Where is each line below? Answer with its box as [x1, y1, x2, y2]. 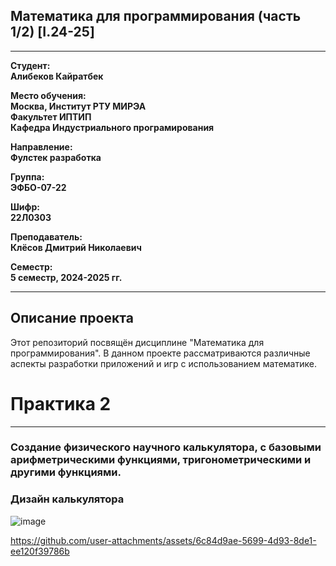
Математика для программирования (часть [10, 8, 302, 25]
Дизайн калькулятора [10, 492, 125, 506]
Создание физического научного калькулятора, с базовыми [10, 440, 322, 454]
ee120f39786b [10, 545, 70, 557]
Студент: [10, 59, 51, 71]
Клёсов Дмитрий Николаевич [10, 241, 142, 253]
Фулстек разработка [10, 151, 102, 163]
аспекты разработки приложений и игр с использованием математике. [10, 357, 317, 369]
